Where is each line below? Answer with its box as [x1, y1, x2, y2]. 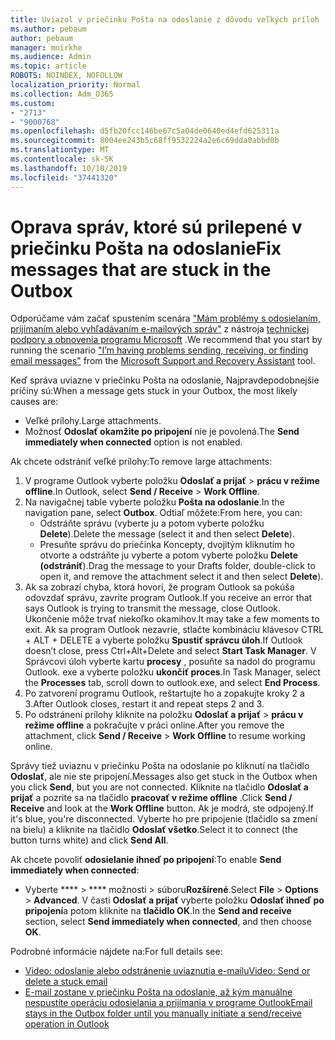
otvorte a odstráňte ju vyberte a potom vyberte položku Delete [39, 549, 299, 561]
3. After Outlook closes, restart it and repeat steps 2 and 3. [24, 698, 265, 710]
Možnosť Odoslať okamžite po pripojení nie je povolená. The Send [24, 426, 300, 438]
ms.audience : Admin [10, 52, 92, 62]
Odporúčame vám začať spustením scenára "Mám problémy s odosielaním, [10, 312, 321, 325]
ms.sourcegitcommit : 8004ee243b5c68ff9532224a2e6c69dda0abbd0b [10, 136, 280, 146]
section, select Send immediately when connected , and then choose [24, 916, 312, 928]
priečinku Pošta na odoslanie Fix [10, 237, 282, 260]
